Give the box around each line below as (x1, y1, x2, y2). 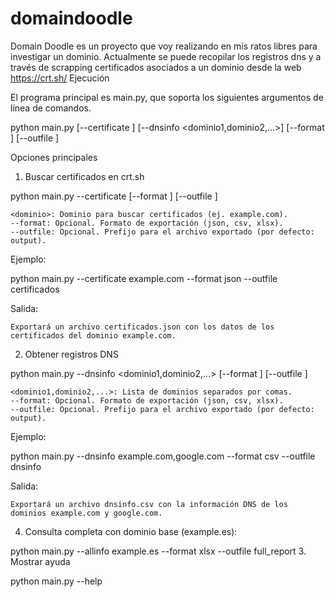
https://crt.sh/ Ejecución (10, 72, 110, 84)
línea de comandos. (10, 102, 92, 114)
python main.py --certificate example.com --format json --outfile (10, 272, 278, 284)
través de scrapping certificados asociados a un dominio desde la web (10, 61, 302, 73)
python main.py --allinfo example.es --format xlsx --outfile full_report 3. (10, 545, 307, 557)
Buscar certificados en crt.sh (24, 170, 145, 182)
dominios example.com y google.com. (10, 508, 163, 518)
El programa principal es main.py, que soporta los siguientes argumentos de (10, 91, 324, 103)
